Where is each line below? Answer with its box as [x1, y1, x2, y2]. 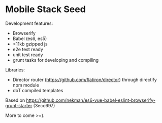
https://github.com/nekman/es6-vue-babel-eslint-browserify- [26, 97, 156, 103]
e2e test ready [12, 46, 43, 52]
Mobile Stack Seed [5, 4, 86, 15]
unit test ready [12, 52, 43, 58]
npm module [12, 82, 39, 88]
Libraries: [5, 67, 25, 73]
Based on [5, 97, 25, 103]
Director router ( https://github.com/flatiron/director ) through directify [12, 76, 157, 83]
